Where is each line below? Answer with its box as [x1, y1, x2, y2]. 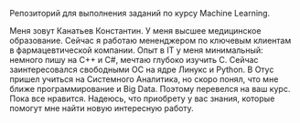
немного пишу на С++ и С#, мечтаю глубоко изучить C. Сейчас [9, 55, 259, 65]
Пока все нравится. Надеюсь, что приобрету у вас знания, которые [9, 93, 275, 104]
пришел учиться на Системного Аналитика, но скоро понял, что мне [9, 74, 279, 85]
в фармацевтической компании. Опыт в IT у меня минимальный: [9, 45, 263, 56]
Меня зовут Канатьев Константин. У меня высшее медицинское [9, 26, 262, 36]
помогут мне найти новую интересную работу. [9, 103, 194, 113]
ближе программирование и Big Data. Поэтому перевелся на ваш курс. [9, 84, 291, 94]
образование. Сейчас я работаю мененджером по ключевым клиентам [9, 36, 292, 46]
